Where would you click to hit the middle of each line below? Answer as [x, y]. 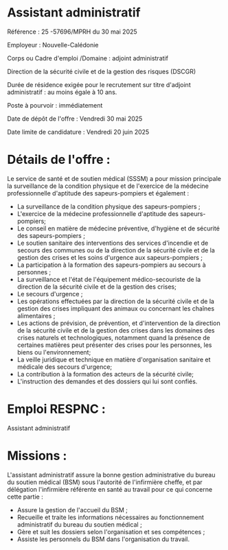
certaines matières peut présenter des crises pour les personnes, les [114, 345]
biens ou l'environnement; [54, 352]
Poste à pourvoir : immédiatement [55, 105]
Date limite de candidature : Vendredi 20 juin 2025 [78, 132]
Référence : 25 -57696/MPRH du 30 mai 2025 [72, 32]
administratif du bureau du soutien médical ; [79, 524]
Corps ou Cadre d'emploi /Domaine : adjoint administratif [88, 58]
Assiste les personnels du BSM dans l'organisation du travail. [103, 539]
